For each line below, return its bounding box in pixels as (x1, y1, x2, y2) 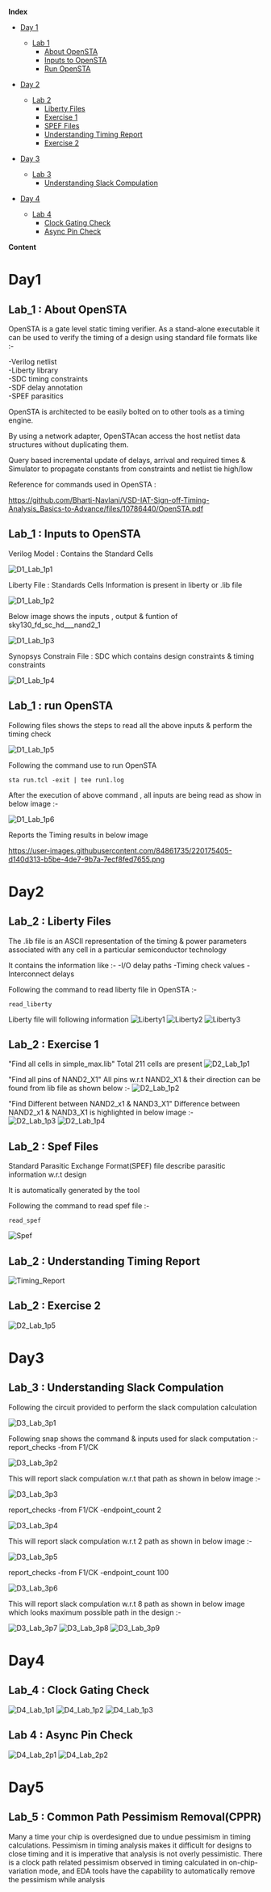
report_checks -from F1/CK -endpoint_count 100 (8, 1567, 169, 1577)
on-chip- (228, 1857, 258, 1867)
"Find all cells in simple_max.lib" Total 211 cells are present (8, 1059, 203, 1069)
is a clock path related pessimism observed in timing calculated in (8, 1857, 227, 1867)
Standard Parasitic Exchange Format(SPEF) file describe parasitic (8, 1161, 226, 1171)
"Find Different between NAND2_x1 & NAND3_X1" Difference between (8, 1099, 240, 1109)
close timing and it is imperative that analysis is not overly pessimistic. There (8, 1848, 263, 1858)
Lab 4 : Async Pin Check (8, 1729, 133, 1742)
